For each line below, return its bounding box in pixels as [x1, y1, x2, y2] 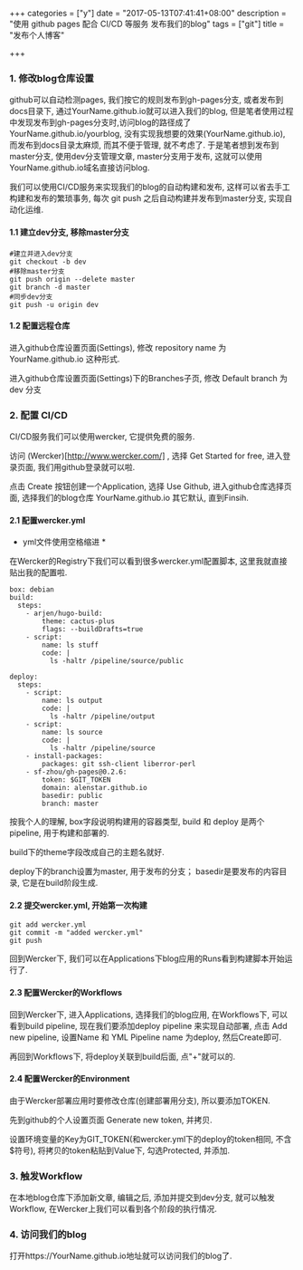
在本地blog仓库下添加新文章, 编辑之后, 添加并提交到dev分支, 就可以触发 [9, 1192, 276, 1203]
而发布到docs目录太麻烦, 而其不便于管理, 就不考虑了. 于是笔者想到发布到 [9, 140, 279, 150]
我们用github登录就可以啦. [37, 462, 136, 472]
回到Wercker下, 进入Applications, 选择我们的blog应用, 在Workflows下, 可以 [9, 1009, 288, 1020]
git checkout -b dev [9, 257, 88, 266]
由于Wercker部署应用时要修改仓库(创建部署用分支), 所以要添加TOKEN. [9, 1095, 270, 1106]
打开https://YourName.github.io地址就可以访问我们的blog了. [9, 1250, 232, 1262]
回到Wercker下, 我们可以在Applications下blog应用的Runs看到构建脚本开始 [9, 953, 285, 964]
